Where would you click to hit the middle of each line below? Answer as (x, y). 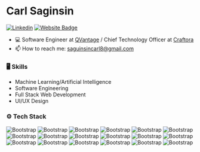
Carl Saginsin (40, 11)
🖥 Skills (17, 66)
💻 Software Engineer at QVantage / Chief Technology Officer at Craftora (104, 39)
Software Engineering (41, 89)
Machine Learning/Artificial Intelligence (63, 82)
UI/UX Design (32, 101)
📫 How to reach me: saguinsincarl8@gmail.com (74, 48)
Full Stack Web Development (50, 95)
